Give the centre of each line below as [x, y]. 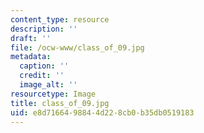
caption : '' [44, 66]
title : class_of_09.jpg [60, 103]
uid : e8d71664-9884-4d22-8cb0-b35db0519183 [102, 112]
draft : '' [31, 38]
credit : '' [42, 76]
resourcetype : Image [53, 94]
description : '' [44, 29]
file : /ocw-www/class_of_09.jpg [77, 47]
